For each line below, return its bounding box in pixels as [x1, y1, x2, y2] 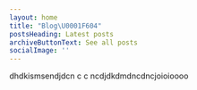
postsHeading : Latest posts [9, 29, 115, 38]
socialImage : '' [9, 46, 70, 55]
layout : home [9, 12, 58, 22]
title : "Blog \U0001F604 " [9, 21, 102, 30]
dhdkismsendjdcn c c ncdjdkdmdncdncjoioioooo [9, 70, 189, 81]
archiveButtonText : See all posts [9, 37, 139, 47]
